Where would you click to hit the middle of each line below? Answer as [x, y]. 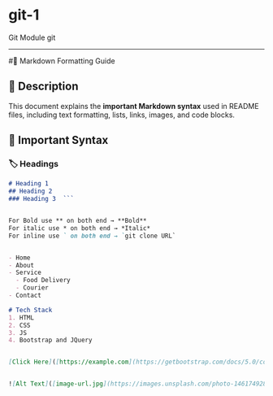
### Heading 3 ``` [41, 199]
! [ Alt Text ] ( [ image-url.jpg [56, 384]
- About [22, 265]
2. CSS [19, 325]
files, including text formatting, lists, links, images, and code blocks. [122, 115]
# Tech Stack [30, 310]
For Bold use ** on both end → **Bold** [78, 221]
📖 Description [43, 87]
